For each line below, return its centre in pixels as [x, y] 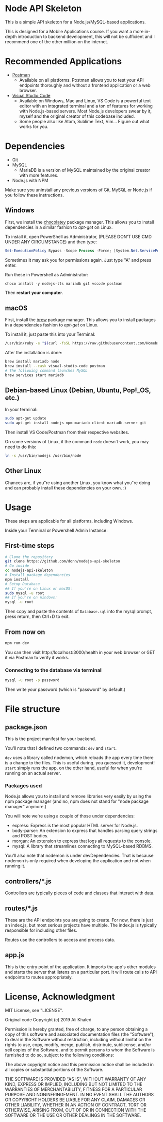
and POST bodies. [30, 836]
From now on [25, 632]
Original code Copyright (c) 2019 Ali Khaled [48, 1019]
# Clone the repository [29, 557]
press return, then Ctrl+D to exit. [37, 616]
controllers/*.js [28, 881]
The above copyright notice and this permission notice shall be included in [79, 1064]
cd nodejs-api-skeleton [29, 570]
